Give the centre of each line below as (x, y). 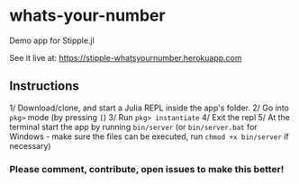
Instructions (44, 86)
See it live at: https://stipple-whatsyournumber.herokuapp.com (126, 57)
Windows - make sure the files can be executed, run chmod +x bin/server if (149, 136)
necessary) (30, 145)
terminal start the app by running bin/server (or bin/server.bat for (134, 127)
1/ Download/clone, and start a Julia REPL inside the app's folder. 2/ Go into (149, 108)
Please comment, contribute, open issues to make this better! (147, 169)
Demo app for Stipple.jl (52, 40)
